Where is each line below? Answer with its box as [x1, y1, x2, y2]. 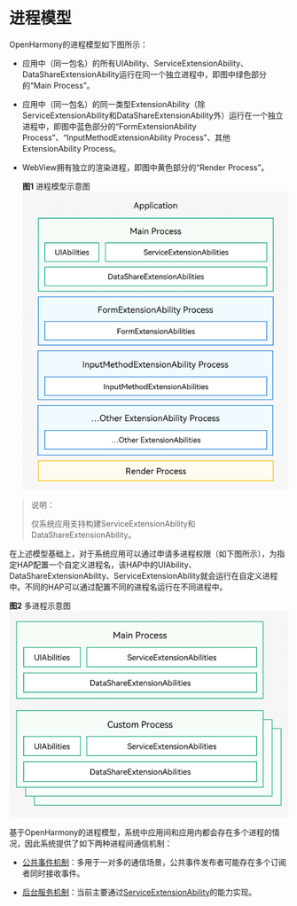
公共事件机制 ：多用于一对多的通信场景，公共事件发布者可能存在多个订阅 [21, 856, 286, 867]
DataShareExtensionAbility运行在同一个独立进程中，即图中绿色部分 [21, 68, 268, 80]
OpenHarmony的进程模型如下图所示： [9, 39, 149, 50]
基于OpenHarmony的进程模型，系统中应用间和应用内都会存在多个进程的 [9, 826, 273, 838]
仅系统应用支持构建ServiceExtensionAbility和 [30, 518, 196, 528]
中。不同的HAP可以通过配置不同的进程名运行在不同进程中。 [9, 582, 228, 592]
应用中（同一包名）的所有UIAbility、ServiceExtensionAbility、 [21, 58, 248, 68]
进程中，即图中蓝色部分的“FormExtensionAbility [21, 121, 197, 131]
